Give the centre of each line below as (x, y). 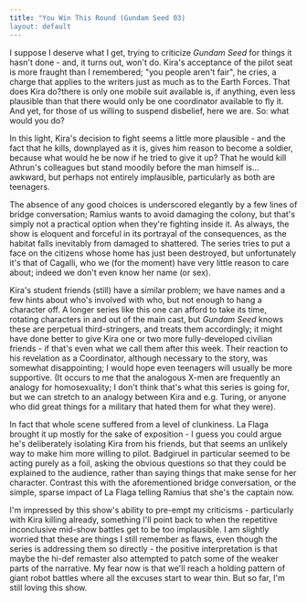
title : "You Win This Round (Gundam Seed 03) (97, 18)
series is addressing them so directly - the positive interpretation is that (144, 548)
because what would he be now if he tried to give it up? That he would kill (148, 157)
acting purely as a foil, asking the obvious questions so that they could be (148, 463)
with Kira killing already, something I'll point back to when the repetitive (143, 519)
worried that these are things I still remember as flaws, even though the (143, 539)
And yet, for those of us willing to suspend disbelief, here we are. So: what (149, 111)
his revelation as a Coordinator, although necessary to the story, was (138, 358)
